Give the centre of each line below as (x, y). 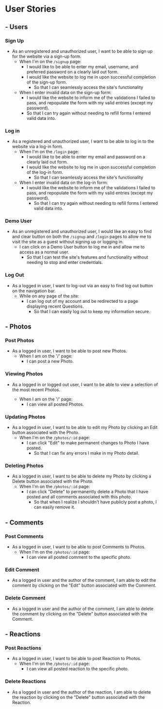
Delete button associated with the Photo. (53, 481)
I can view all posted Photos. (55, 404)
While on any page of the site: (49, 296)
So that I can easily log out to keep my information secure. (92, 311)
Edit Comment (22, 570)
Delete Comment (25, 598)
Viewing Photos (24, 374)
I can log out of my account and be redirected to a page (82, 301)
